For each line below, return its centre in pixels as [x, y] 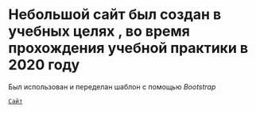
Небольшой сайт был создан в [115, 15]
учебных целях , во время [99, 31]
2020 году [44, 65]
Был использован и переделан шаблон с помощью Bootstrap [112, 87]
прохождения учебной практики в [128, 48]
